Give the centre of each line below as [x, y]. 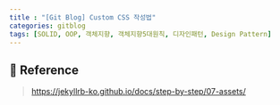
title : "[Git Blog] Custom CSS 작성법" [83, 17]
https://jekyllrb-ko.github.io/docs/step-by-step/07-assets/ [138, 92]
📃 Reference [44, 70]
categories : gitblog [48, 26]
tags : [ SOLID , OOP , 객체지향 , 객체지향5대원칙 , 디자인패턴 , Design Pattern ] [140, 34]
